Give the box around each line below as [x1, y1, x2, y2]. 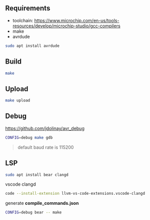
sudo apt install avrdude [5, 43, 59, 48]
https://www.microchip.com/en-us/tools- [34, 17, 120, 23]
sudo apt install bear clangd [5, 172, 69, 177]
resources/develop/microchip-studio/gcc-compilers [12, 23, 121, 29]
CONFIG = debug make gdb [5, 135, 53, 140]
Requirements [5, 4, 50, 13]
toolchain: [12, 17, 34, 23]
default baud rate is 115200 [17, 144, 74, 150]
